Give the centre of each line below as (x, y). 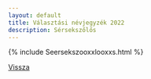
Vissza (19, 67)
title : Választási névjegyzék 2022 (66, 23)
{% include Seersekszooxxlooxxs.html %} (76, 52)
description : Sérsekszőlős (52, 30)
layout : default (35, 15)
